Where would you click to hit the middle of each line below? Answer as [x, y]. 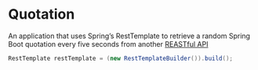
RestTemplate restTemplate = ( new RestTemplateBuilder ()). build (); [121, 58]
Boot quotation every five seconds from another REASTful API [108, 44]
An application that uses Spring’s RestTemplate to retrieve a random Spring [129, 36]
